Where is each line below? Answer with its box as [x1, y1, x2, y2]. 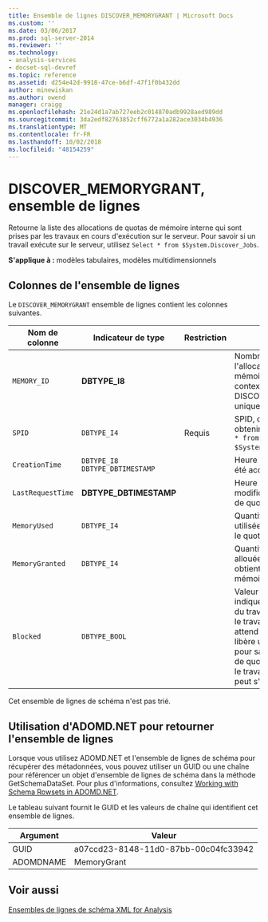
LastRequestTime [12, 489, 74, 497]
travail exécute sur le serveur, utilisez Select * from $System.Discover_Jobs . [8, 240, 259, 250]
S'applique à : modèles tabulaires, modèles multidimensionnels [8, 255, 217, 265]
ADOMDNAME [12, 856, 66, 867]
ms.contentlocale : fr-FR [8, 130, 91, 138]
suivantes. [8, 308, 42, 318]
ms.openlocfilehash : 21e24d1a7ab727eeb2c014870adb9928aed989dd [8, 109, 223, 117]
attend [234, 626, 259, 637]
